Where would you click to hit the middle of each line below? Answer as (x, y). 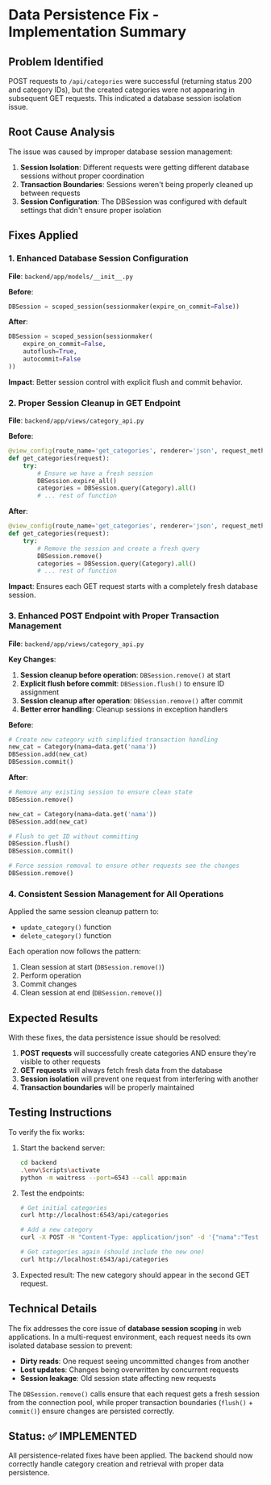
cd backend (38, 1162)
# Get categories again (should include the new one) (112, 1252)
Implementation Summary (98, 32)
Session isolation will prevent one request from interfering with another (139, 1079)
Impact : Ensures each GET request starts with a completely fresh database (133, 586)
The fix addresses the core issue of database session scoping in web (125, 1328)
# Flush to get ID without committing (73, 836)
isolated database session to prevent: (71, 1345)
